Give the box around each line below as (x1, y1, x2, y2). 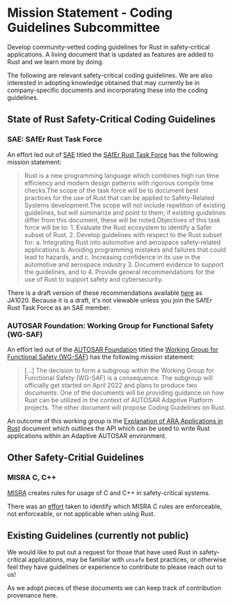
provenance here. (7, 591, 58, 600)
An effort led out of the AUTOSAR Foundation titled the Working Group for (7, 345, 219, 354)
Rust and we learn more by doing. (7, 57, 104, 66)
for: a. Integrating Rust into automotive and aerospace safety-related (24, 238, 221, 246)
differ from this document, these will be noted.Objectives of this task (24, 215, 220, 224)
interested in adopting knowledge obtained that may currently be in (7, 78, 200, 86)
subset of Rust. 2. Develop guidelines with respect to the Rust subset (24, 230, 223, 238)
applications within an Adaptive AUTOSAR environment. (7, 431, 167, 440)
